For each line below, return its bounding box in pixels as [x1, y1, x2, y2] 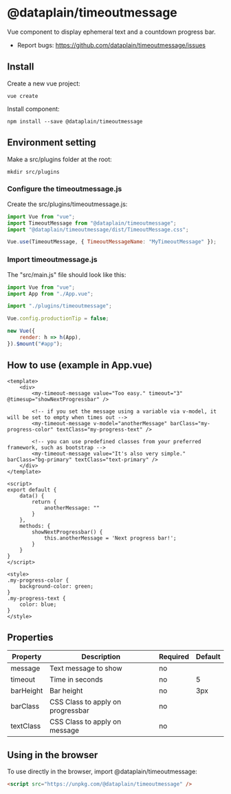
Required [159, 652, 190, 662]
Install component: [7, 105, 60, 113]
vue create [7, 92, 38, 99]
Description [81, 652, 121, 662]
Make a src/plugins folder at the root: [7, 155, 112, 163]
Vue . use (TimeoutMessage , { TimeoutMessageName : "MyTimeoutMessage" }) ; [7, 238, 217, 245]
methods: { [19, 522, 51, 529]
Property [12, 652, 42, 662]
